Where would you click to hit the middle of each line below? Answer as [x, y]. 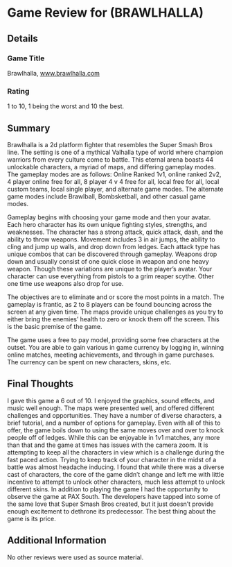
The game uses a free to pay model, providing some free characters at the [113, 340]
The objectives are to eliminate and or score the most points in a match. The [116, 297]
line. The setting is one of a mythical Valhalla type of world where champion [115, 152]
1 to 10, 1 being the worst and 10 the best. [66, 106]
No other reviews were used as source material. [75, 557]
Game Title [26, 58]
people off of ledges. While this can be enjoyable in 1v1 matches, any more [114, 437]
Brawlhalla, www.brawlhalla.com [54, 73]
